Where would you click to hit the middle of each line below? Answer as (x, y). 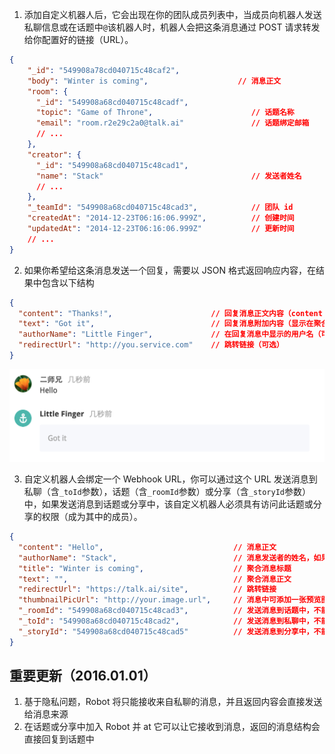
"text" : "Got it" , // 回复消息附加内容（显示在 (166, 324)
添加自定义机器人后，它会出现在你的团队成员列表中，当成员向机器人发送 (172, 14)
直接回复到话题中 (59, 739)
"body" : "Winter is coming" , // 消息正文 (154, 81)
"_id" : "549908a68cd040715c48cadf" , (112, 102)
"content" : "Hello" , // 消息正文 (147, 547)
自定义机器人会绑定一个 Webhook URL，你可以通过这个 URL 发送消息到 (170, 479)
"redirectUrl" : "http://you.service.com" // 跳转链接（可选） (151, 345)
